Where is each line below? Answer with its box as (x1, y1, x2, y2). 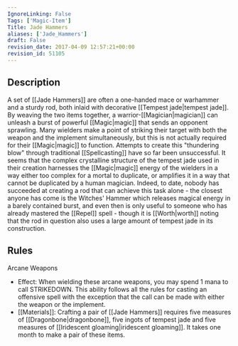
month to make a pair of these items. (17, 330, 126, 339)
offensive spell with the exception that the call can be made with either (17, 293, 225, 301)
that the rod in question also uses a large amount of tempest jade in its (7, 216, 213, 225)
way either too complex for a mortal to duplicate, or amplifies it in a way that (7, 171, 230, 179)
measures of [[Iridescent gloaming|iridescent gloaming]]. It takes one (17, 323, 222, 331)
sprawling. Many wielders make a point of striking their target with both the (7, 125, 227, 134)
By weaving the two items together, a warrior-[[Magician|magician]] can (7, 110, 218, 119)
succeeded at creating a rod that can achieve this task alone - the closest (7, 186, 222, 194)
